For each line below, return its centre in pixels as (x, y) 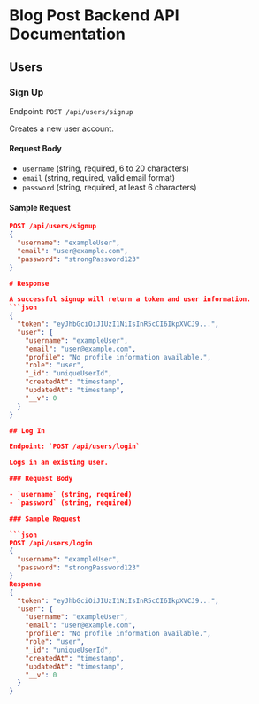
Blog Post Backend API (94, 15)
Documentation (68, 34)
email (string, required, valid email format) (98, 178)
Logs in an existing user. (59, 463)
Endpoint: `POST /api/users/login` (75, 447)
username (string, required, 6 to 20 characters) (106, 168)
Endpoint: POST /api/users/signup (71, 111)
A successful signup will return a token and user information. (130, 299)
